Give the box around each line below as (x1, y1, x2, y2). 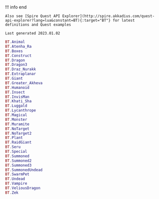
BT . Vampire (5, 181, 27, 186)
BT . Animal (5, 39, 26, 44)
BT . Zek (5, 190, 19, 195)
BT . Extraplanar (5, 71, 36, 77)
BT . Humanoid (5, 85, 29, 90)
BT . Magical (5, 113, 27, 117)
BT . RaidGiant (5, 140, 32, 145)
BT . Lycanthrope (5, 108, 36, 113)
